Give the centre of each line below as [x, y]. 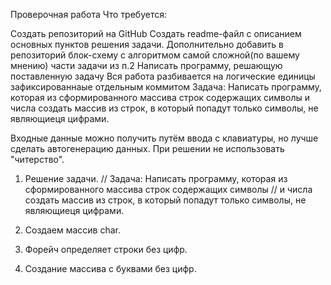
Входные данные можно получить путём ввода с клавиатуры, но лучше [164, 138]
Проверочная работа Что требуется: [89, 14]
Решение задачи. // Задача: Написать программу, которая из [156, 178]
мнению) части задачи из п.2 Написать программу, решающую [146, 65]
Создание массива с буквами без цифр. [110, 268]
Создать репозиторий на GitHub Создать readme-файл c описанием [156, 33]
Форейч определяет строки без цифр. [106, 249]
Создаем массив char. [72, 230]
